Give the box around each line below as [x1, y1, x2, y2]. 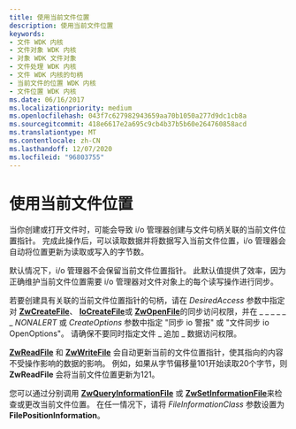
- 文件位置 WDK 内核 [9, 87, 77, 96]
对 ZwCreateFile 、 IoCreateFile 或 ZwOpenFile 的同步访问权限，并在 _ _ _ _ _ [9, 306, 286, 317]
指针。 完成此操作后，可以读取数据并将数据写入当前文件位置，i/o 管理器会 [16, 235, 286, 246]
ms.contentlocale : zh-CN [9, 136, 101, 145]
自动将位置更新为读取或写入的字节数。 [9, 247, 148, 257]
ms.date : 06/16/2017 [9, 95, 86, 104]
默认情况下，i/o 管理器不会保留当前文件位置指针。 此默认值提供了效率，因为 [9, 265, 286, 276]
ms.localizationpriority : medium [9, 103, 133, 112]
